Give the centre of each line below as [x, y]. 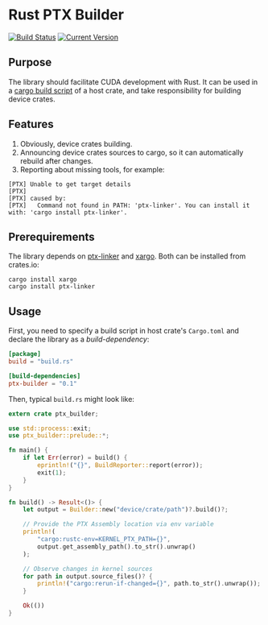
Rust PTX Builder [66, 15]
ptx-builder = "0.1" [43, 383]
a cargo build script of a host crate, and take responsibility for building [125, 90]
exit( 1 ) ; [52, 473]
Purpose [30, 62]
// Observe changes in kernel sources [88, 569]
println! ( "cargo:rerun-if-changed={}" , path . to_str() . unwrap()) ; [149, 584]
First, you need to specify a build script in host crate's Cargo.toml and [124, 331]
